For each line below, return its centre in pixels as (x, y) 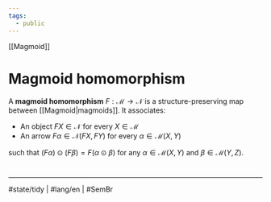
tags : (17, 16)
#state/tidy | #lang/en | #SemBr (61, 189)
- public (30, 23)
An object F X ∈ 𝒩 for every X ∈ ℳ (79, 126)
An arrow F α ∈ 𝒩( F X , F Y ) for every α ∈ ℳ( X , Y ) (100, 136)
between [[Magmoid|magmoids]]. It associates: (87, 110)
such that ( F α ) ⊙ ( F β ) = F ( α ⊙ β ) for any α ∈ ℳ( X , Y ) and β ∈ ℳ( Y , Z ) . (126, 153)
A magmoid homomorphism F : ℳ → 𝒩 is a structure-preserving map (126, 101)
